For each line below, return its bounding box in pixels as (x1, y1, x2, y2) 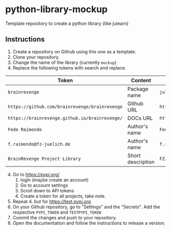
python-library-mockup (5, 4, 108, 15)
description (127, 158, 155, 166)
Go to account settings (20, 182, 68, 188)
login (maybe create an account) (20, 177, 89, 183)
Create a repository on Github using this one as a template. (12, 48, 136, 54)
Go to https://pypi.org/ (12, 171, 60, 177)
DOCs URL (127, 114, 153, 121)
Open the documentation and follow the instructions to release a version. (12, 220, 165, 226)
